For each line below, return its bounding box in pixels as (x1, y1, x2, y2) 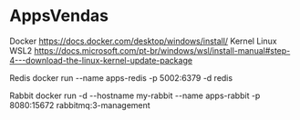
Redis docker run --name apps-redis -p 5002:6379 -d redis (9, 72, 233, 83)
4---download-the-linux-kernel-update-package (9, 55, 193, 65)
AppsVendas (9, 5, 109, 26)
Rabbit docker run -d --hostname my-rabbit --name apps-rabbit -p (9, 90, 261, 101)
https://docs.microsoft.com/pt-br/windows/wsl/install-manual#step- (34, 45, 291, 55)
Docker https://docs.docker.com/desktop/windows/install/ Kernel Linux (9, 35, 277, 46)
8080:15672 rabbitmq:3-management (9, 99, 150, 110)
